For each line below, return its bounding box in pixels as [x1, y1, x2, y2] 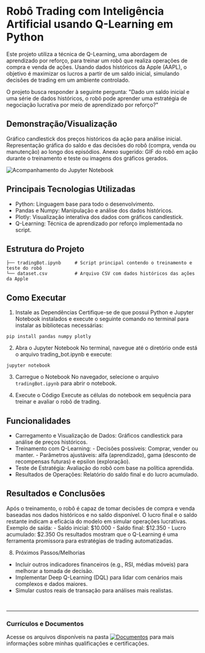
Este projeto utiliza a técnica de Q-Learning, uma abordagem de [6, 50, 168, 57]
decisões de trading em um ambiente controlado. [6, 76, 130, 84]
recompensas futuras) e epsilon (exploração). [15, 458, 131, 465]
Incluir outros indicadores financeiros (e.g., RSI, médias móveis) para [15, 560, 189, 568]
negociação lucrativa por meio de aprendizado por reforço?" [6, 101, 159, 108]
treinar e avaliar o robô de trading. [15, 398, 101, 405]
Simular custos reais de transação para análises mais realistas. [15, 586, 173, 594]
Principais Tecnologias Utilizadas [6, 184, 136, 195]
